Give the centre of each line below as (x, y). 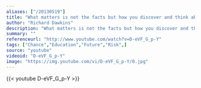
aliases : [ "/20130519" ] (36, 12)
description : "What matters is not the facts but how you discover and (97, 28)
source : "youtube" (29, 51)
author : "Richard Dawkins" (40, 23)
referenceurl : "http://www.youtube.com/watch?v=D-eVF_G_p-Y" (84, 39)
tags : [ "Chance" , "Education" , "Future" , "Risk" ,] (67, 45)
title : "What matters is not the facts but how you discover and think (97, 17)
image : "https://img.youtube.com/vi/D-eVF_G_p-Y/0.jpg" (77, 61)
